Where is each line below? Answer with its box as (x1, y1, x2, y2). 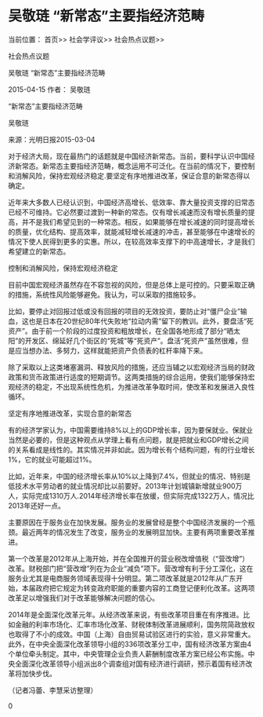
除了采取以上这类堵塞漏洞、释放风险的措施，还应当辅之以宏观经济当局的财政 (8, 362, 255, 371)
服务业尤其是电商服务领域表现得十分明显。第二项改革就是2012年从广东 (8, 573, 236, 583)
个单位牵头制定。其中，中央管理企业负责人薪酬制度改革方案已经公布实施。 (8, 649, 248, 658)
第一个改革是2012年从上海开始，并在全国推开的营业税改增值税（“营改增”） (8, 554, 249, 563)
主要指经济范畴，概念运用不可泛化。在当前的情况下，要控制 (62, 161, 255, 170)
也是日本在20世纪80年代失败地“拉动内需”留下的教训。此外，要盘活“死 (28, 316, 254, 326)
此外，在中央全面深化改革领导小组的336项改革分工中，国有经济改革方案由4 (8, 639, 252, 649)
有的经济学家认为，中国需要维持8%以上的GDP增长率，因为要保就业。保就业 (8, 425, 253, 434)
